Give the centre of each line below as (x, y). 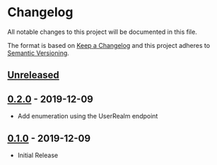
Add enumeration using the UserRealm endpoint (88, 116)
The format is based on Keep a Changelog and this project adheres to (109, 45)
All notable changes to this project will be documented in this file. (102, 32)
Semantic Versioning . (38, 53)
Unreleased (34, 75)
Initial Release (38, 155)
